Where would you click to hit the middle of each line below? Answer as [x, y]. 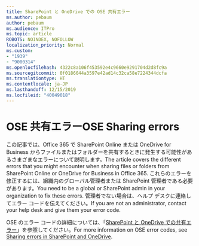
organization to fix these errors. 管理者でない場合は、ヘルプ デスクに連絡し [99, 196]
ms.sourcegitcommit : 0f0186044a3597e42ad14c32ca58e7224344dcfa [87, 73]
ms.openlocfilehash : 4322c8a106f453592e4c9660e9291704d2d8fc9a [87, 67]
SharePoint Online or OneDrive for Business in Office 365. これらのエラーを [99, 173]
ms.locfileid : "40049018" [38, 95]
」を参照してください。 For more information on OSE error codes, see [102, 230]
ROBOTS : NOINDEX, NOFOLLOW [40, 40]
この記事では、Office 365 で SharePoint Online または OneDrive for [89, 144]
